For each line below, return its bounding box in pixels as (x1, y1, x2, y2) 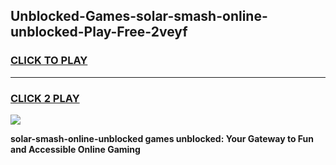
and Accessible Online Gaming (10, 143, 141, 155)
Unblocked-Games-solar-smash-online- (10, 8, 268, 25)
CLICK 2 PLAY (10, 91, 80, 105)
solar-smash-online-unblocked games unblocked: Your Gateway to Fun (10, 132, 315, 144)
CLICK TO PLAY (10, 54, 88, 68)
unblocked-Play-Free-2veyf (10, 24, 188, 41)
